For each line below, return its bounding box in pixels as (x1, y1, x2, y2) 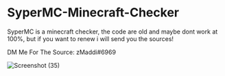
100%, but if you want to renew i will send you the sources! (7, 34, 174, 42)
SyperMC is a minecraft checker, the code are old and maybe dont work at (7, 27, 218, 36)
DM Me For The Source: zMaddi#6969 (7, 48, 117, 56)
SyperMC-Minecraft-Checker (7, 5, 180, 21)
